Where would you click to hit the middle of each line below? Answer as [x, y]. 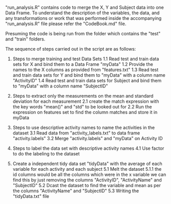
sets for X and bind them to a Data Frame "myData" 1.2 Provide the [83, 64]
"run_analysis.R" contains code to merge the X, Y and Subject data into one [85, 7]
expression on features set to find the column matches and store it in [85, 112]
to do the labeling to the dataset [46, 154]
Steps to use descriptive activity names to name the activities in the [84, 128]
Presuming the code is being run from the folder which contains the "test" [83, 33]
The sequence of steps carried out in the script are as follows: [71, 49]
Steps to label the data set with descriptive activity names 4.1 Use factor [88, 148]
